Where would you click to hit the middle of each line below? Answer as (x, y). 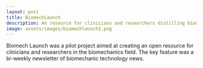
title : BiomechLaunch (34, 17)
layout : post (23, 12)
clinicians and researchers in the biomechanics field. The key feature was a (100, 52)
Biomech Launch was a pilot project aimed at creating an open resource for (100, 46)
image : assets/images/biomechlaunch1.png (59, 29)
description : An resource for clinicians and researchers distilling (96, 23)
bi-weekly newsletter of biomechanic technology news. (75, 58)
